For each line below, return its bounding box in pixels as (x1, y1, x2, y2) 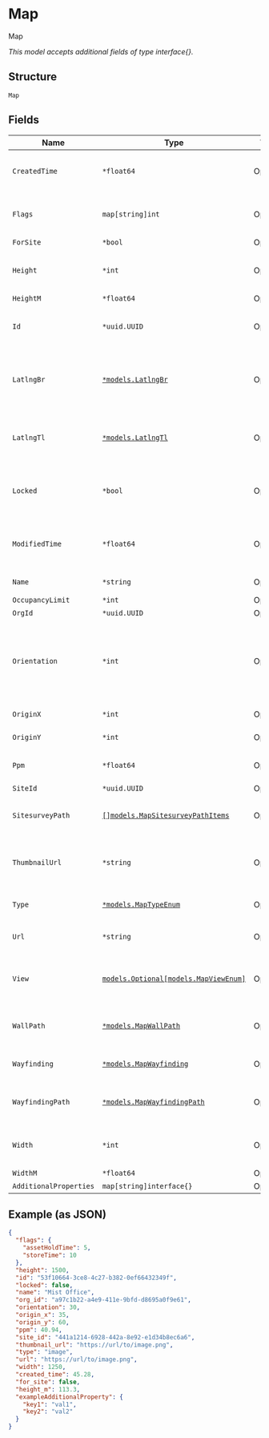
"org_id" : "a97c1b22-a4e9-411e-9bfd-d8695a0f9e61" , (15, 1296, 192, 1304)
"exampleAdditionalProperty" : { (15, 1392, 124, 1401)
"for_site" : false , (15, 1378, 81, 1386)
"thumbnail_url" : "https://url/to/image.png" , (15, 1340, 174, 1349)
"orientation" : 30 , (15, 1303, 81, 1311)
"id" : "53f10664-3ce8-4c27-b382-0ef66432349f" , (15, 1274, 178, 1282)
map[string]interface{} (102, 1182, 193, 1190)
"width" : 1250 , (15, 1363, 66, 1371)
